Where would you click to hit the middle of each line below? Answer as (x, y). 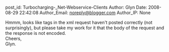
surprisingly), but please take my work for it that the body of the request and (85, 28)
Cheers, (13, 38)
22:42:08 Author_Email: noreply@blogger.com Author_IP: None (85, 13)
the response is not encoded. (36, 33)
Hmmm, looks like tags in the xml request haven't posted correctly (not (79, 22)
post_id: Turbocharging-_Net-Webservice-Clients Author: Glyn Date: (76, 7)
